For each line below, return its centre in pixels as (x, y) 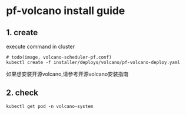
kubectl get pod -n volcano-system (50, 106)
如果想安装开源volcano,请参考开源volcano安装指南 (67, 74)
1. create (22, 33)
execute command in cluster (41, 46)
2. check (22, 93)
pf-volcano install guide (66, 11)
